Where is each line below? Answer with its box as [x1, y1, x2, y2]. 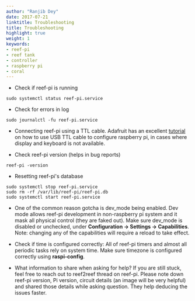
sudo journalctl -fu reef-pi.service [6, 117, 98, 123]
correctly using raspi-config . [14, 253, 85, 260]
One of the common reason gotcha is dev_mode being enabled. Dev [14, 205, 179, 212]
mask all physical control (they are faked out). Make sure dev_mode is [14, 217, 183, 224]
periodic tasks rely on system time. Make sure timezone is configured [14, 247, 182, 254]
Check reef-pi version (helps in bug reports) [14, 151, 121, 158]
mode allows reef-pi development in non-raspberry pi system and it [14, 211, 177, 218]
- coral [6, 68, 25, 74]
